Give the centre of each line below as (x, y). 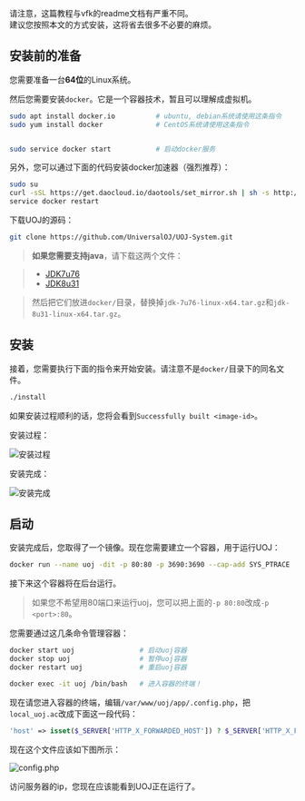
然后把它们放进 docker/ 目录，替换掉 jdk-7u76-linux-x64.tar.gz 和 (152, 302)
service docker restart (54, 202)
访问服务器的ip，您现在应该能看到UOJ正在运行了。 (105, 786)
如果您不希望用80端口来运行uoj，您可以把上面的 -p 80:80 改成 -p (150, 603)
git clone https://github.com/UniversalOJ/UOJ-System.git (121, 237)
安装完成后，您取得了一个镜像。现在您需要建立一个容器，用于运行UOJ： (145, 548)
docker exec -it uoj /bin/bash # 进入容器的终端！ (106, 684)
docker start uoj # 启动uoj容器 (98, 651)
